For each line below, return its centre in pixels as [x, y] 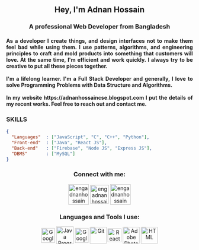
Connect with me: [99, 175]
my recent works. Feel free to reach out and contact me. [76, 104]
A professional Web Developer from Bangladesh [99, 27]
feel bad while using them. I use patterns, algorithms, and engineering [99, 47]
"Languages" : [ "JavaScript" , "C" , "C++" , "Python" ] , [81, 137]
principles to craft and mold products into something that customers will [99, 53]
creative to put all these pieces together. [57, 66]
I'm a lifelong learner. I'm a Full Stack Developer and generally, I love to [99, 78]
